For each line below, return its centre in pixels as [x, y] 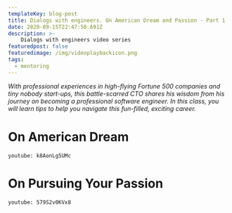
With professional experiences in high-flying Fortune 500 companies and [114, 86]
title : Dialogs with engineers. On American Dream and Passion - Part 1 [117, 20]
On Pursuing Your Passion [86, 183]
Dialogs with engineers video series [76, 40]
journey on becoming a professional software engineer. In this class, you [114, 101]
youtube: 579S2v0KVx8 [40, 202]
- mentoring [32, 66]
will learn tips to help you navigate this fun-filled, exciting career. [102, 108]
